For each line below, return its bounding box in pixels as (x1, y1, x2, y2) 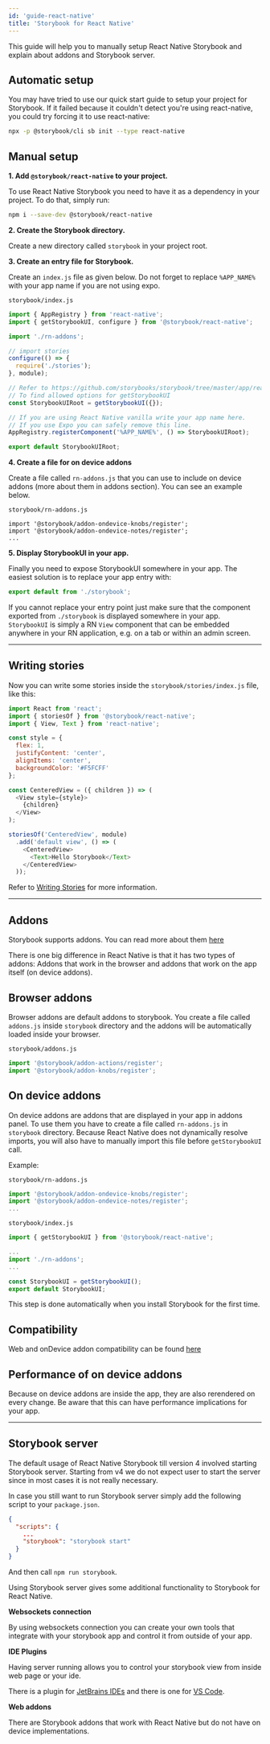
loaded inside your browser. (8, 1029, 100, 1039)
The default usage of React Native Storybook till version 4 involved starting (8, 1458, 257, 1468)
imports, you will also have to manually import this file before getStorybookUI (8, 1136, 262, 1145)
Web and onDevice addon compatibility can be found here (8, 1344, 202, 1354)
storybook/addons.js (8, 1045, 78, 1053)
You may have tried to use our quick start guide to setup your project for (8, 94, 247, 105)
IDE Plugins (8, 1647, 47, 1656)
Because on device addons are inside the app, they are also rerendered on (8, 1389, 256, 1398)
